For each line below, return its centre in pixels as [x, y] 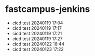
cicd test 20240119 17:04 [38, 23]
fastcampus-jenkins [47, 9]
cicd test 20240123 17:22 [38, 49]
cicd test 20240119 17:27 [37, 39]
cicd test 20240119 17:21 [37, 33]
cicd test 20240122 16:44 [38, 44]
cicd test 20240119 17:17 [37, 28]
